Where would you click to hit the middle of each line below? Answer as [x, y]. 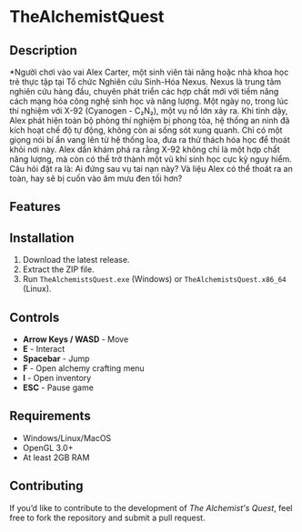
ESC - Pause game [58, 387]
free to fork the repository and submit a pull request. [108, 517]
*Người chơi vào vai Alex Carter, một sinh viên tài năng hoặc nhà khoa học [149, 72]
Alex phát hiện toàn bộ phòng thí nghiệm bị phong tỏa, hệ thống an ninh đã [150, 120]
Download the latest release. [76, 260]
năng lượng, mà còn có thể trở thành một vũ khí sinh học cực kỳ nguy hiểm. [151, 159]
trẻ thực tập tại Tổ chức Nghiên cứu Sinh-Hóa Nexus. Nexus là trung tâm [146, 82]
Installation [42, 238]
